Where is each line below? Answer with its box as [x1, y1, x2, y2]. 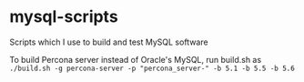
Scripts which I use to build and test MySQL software [9, 36, 208, 47]
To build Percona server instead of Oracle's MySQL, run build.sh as [9, 54, 262, 65]
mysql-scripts [9, 6, 118, 27]
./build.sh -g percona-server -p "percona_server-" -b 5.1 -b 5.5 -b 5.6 [9, 64, 296, 73]
